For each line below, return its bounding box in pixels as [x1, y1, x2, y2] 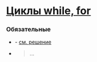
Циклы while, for [6, 4, 91, 18]
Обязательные [6, 25, 51, 34]
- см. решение [14, 38, 52, 45]
